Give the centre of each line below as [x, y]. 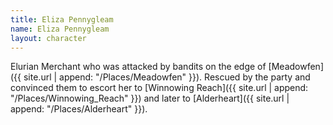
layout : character [48, 38]
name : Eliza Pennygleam [60, 29]
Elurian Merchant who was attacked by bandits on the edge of [138, 67]
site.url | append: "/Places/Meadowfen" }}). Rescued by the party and [167, 77]
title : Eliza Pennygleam [62, 19]
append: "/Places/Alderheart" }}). [79, 109]
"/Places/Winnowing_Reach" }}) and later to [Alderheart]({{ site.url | [150, 98]
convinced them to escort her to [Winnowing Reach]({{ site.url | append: [159, 88]
